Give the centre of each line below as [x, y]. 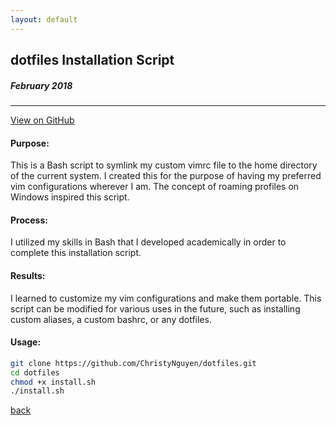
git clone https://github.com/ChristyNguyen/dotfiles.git [133, 363]
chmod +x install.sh [53, 382]
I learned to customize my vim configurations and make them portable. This [166, 298]
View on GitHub [42, 120]
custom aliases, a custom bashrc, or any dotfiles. [111, 319]
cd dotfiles [35, 372]
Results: [28, 275]
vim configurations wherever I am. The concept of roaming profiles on [155, 187]
